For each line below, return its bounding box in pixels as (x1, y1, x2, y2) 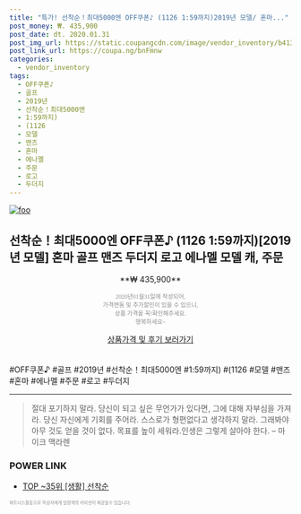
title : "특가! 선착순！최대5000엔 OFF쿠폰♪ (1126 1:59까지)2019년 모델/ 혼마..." (9, 13, 289, 22)
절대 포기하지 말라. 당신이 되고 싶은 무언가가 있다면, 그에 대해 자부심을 (30, 403, 275, 414)
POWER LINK (9, 459, 67, 472)
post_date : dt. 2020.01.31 (9, 30, 110, 39)
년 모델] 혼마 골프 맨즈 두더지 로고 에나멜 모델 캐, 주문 (9, 249, 284, 265)
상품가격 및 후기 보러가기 (107, 334, 194, 344)
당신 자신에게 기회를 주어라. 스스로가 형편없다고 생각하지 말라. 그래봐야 (43, 414, 289, 424)
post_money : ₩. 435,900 (9, 22, 99, 30)
